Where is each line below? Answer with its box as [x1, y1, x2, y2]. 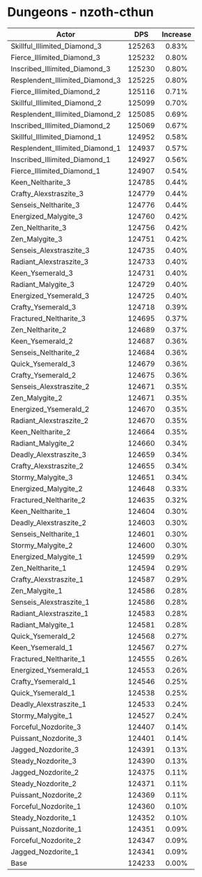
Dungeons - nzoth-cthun [7, 4, 155, 20]
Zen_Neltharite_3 [10, 223, 67, 233]
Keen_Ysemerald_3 [10, 268, 73, 278]
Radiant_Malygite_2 [10, 438, 75, 448]
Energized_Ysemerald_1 [10, 665, 90, 675]
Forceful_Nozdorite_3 [10, 722, 81, 732]
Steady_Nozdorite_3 [10, 756, 77, 765]
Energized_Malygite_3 [10, 211, 84, 221]
